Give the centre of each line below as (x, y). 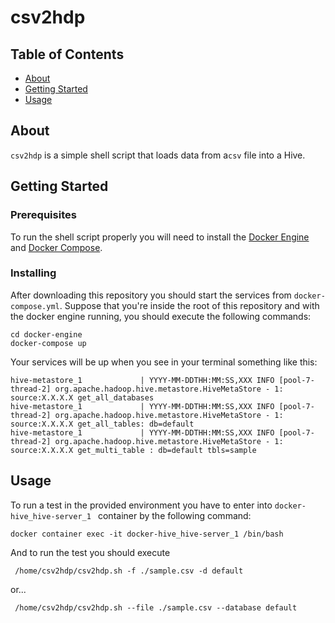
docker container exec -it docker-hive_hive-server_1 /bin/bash (147, 534)
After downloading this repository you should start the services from (151, 295)
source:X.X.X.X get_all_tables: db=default (102, 424)
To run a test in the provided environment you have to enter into (141, 505)
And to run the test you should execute (90, 552)
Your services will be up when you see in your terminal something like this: (164, 362)
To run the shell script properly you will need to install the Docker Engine (160, 237)
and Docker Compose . (56, 247)
